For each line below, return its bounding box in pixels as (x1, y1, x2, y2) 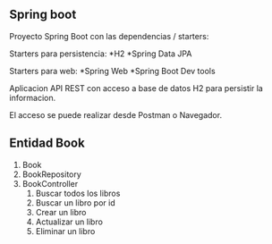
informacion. (9, 92, 56, 103)
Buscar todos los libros (35, 188, 121, 198)
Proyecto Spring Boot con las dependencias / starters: (9, 30, 209, 41)
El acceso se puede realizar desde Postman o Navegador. (9, 109, 222, 120)
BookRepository (21, 169, 82, 180)
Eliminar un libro (35, 225, 96, 236)
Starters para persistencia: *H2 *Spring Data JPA (9, 48, 192, 59)
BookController (21, 178, 79, 189)
